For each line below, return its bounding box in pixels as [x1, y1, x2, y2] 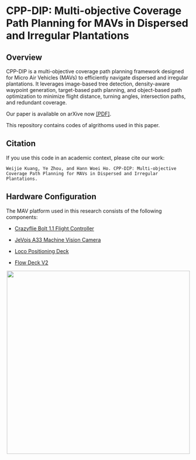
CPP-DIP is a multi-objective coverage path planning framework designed [6, 68, 184, 74]
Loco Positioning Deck [14, 247, 69, 254]
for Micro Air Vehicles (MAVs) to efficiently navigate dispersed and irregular [6, 74, 188, 81]
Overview [6, 52, 43, 62]
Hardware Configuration [6, 192, 97, 202]
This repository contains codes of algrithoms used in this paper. [6, 122, 160, 128]
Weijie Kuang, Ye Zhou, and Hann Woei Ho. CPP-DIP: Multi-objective [6, 165, 177, 171]
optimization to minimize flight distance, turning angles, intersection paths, [6, 93, 186, 100]
